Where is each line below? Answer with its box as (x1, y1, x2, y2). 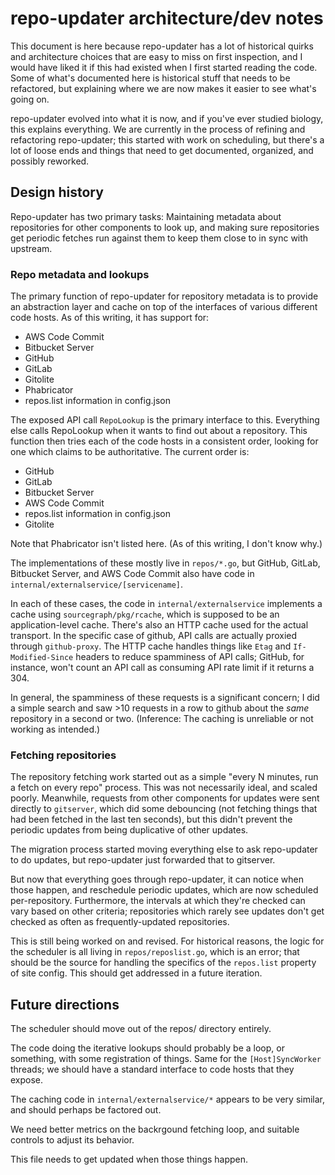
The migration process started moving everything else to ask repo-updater (10, 843, 318, 856)
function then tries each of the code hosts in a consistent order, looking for (10, 435, 319, 447)
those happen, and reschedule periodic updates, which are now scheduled (10, 884, 319, 896)
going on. (10, 93, 50, 105)
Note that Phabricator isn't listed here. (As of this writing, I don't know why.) (10, 538, 323, 550)
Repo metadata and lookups (10, 267, 150, 281)
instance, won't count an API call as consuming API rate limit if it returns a (10, 662, 315, 674)
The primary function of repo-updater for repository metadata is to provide (10, 290, 319, 302)
